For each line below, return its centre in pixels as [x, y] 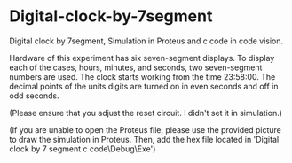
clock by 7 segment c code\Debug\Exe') [83, 149]
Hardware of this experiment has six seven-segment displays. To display [142, 58]
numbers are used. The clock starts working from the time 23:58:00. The [142, 76]
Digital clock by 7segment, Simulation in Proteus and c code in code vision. [146, 41]
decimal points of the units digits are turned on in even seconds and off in [144, 86]
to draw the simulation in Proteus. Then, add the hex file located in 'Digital [144, 139]
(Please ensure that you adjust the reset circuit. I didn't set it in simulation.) [146, 113]
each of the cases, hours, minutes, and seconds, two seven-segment [136, 67]
